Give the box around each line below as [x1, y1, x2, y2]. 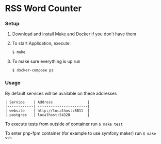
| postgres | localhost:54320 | [5, 112, 90, 117]
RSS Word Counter [5, 3, 82, 14]
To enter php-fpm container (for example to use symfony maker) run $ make [5, 130, 156, 136]
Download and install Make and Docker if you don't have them [12, 31, 137, 37]
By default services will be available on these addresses [5, 90, 117, 96]
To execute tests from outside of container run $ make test [5, 121, 123, 127]
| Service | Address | [5, 100, 90, 104]
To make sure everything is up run [12, 58, 81, 64]
